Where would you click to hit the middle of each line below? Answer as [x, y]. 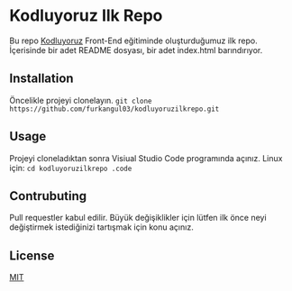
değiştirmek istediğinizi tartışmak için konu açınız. [101, 227]
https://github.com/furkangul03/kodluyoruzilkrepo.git [114, 109]
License [32, 255]
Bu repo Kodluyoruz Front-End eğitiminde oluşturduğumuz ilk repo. [134, 41]
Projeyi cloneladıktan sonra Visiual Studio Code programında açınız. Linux [146, 158]
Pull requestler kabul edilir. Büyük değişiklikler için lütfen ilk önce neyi [138, 218]
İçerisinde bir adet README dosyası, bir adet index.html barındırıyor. [136, 50]
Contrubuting [48, 196]
